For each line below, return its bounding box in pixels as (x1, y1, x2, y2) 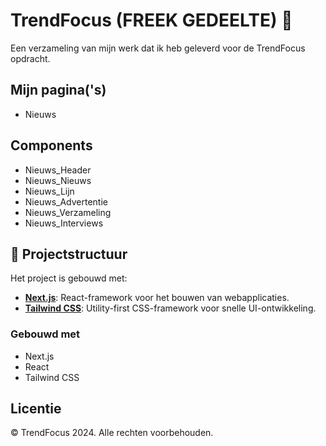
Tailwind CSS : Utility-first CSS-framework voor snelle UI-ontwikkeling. (24, 302, 317, 314)
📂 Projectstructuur (10, 245, 128, 263)
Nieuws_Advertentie (24, 195, 108, 208)
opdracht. (10, 52, 51, 64)
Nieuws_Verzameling (24, 206, 112, 218)
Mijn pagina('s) (10, 82, 107, 99)
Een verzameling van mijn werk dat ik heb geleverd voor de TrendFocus (10, 42, 306, 54)
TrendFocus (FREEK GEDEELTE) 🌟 (10, 9, 293, 32)
